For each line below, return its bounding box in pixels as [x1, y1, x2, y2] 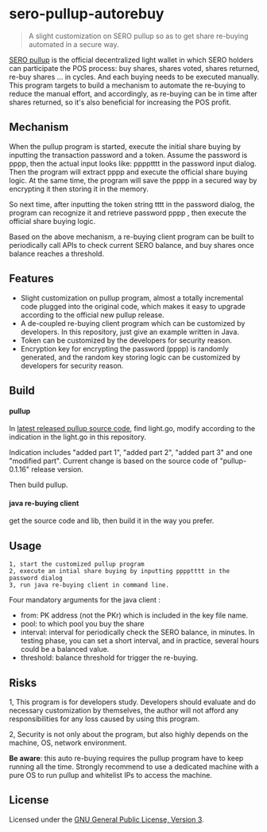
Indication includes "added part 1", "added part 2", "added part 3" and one [9, 448, 253, 457]
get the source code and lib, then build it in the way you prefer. [9, 516, 215, 526]
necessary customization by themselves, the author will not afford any [9, 705, 239, 715]
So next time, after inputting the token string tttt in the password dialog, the [9, 199, 255, 209]
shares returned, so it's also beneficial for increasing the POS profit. [9, 97, 231, 107]
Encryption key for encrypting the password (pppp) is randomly [20, 343, 229, 353]
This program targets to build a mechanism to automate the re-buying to [9, 80, 246, 90]
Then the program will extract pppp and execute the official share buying [9, 167, 248, 176]
